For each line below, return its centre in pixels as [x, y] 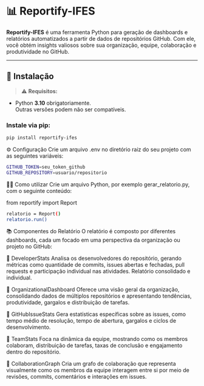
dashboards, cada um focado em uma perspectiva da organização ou [93, 240]
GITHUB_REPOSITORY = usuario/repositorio [57, 173]
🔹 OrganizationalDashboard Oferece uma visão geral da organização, [93, 290]
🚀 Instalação [30, 76]
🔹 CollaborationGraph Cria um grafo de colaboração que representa [91, 364]
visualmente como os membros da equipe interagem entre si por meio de [98, 370]
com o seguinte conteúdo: [39, 191]
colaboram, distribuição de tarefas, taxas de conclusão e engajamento [94, 346]
